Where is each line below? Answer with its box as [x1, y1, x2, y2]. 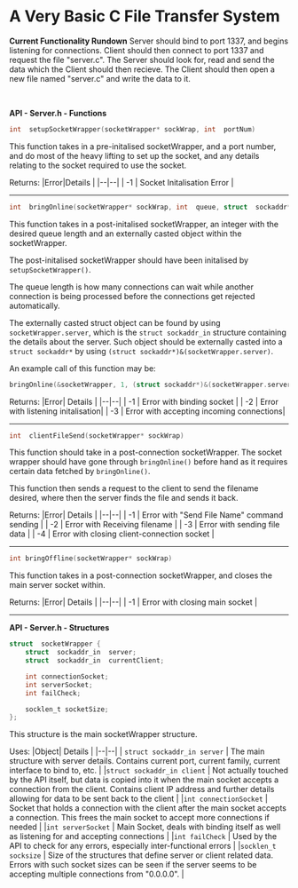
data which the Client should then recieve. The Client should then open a [9, 64, 275, 75]
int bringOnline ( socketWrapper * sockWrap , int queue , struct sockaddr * [9, 202, 292, 211]
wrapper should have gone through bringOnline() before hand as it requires [9, 456, 288, 467]
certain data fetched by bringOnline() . [9, 466, 151, 477]
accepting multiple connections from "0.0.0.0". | [9, 868, 184, 880]
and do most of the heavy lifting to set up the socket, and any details [9, 150, 260, 161]
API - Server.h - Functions [9, 107, 107, 118]
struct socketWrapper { [9, 639, 101, 649]
